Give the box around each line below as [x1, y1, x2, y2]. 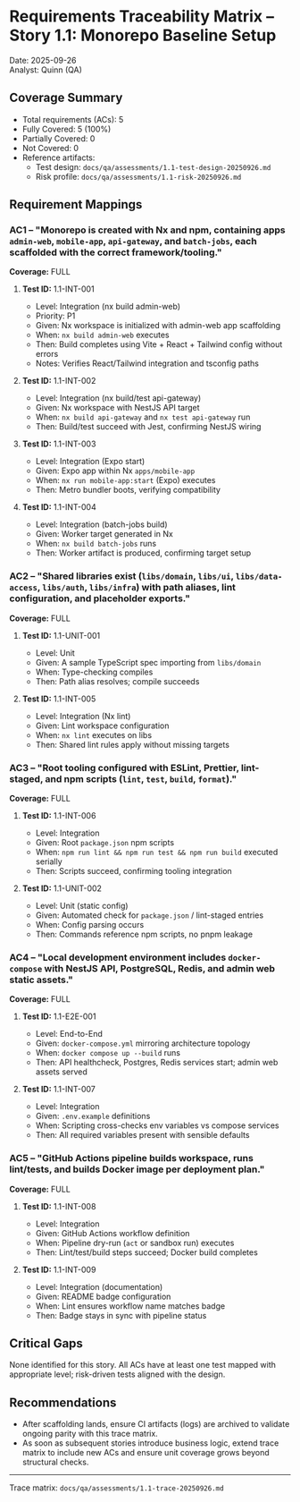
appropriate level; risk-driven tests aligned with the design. [9, 1369, 226, 1379]
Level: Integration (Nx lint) [35, 710, 131, 721]
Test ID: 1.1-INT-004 [21, 502, 96, 513]
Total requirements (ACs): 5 [21, 114, 124, 124]
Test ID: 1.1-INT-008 [21, 1201, 96, 1211]
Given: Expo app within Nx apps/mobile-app [35, 465, 196, 476]
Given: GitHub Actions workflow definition [35, 1227, 190, 1238]
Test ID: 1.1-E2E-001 [21, 1011, 96, 1022]
